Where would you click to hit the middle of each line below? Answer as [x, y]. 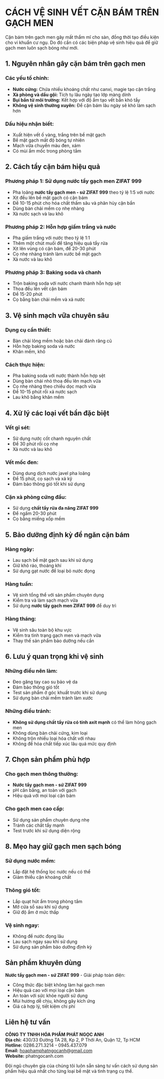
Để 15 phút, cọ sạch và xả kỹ [42, 479]
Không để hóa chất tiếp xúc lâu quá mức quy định [64, 744]
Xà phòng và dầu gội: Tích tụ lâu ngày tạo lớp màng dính [72, 95]
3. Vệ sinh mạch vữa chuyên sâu [57, 315]
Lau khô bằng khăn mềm [38, 397]
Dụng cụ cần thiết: [28, 330]
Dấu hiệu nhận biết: [30, 124]
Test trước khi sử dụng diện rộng [46, 830]
